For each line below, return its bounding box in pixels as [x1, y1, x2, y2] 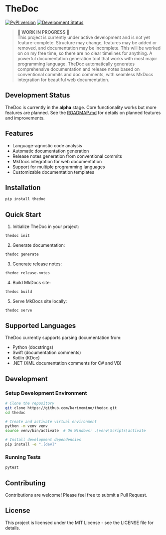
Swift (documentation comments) [12, 349, 81, 356]
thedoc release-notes [5, 270, 50, 275]
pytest [5, 465, 19, 470]
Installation [5, 183, 41, 192]
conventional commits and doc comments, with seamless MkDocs [17, 71, 154, 77]
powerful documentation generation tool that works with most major [17, 55, 158, 61]
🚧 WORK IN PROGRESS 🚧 [17, 29, 70, 35]
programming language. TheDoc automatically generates [17, 61, 135, 67]
